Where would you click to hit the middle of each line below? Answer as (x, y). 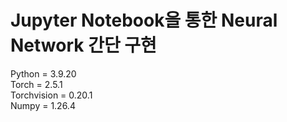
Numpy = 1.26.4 (43, 105)
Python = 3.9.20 (43, 73)
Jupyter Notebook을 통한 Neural (144, 20)
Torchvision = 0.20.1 (51, 95)
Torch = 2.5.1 (36, 84)
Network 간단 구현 (83, 45)
